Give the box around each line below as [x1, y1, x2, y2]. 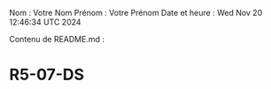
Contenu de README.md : [9, 34, 105, 44]
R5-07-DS [9, 65, 85, 85]
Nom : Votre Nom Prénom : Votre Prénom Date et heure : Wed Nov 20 [9, 8, 263, 18]
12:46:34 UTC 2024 [9, 17, 81, 27]
